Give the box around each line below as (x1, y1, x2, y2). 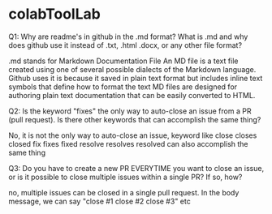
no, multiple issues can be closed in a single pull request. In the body (8, 187, 240, 197)
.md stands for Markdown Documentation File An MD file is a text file (8, 56, 239, 66)
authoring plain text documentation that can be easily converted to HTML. (8, 90, 256, 100)
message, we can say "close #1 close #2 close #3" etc (8, 196, 191, 206)
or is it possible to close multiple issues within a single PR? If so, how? (8, 172, 243, 182)
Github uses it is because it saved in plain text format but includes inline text (8, 73, 263, 83)
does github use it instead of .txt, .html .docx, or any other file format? (8, 40, 242, 49)
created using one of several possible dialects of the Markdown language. (8, 64, 257, 74)
